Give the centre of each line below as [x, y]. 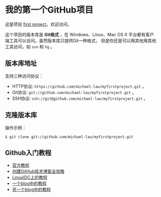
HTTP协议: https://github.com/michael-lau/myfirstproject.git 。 [79, 86]
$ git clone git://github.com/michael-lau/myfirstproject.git [69, 137]
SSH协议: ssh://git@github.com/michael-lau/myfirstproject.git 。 [80, 98]
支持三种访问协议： [24, 76]
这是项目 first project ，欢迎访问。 [38, 24]
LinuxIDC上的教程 [30, 178]
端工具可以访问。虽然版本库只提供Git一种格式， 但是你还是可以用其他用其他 [81, 40]
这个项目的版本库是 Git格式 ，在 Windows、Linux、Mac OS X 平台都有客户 [80, 34]
